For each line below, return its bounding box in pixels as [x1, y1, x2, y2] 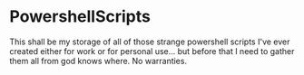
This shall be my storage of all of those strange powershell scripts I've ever [9, 36, 290, 47]
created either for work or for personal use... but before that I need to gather [9, 45, 295, 56]
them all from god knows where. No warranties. [9, 55, 188, 66]
